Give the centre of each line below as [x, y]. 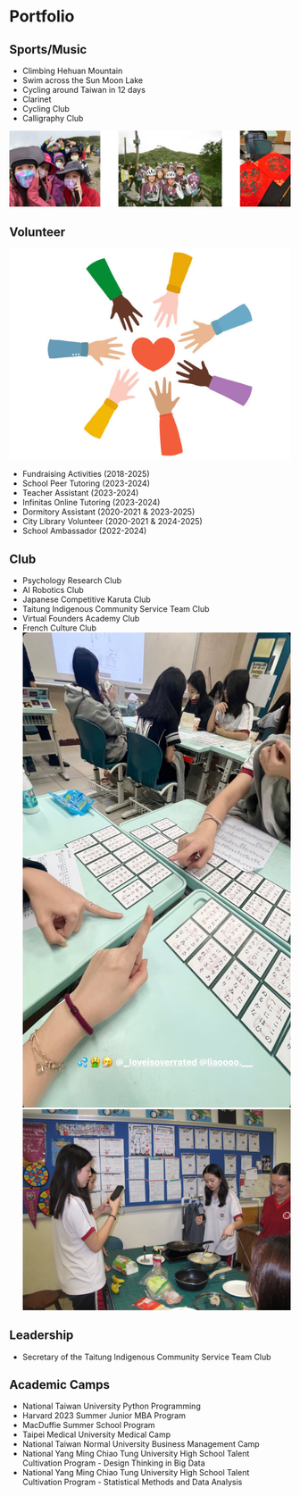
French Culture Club [59, 628]
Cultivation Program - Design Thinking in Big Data [113, 1463]
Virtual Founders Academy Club [81, 618]
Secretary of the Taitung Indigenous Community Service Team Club [146, 1357]
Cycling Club [46, 109]
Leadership [42, 1336]
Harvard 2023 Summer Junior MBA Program [104, 1416]
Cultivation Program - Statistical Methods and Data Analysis [132, 1482]
